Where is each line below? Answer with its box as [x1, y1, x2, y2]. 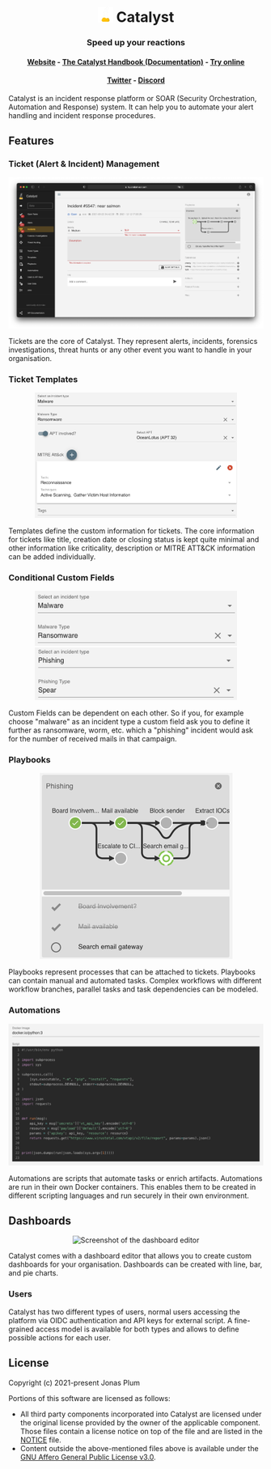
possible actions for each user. [8, 1332, 112, 1342]
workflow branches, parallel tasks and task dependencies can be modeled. [8, 984, 259, 994]
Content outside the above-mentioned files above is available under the [19, 1443, 259, 1453]
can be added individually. [8, 552, 96, 562]
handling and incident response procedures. [8, 110, 156, 120]
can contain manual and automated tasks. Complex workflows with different [8, 976, 262, 986]
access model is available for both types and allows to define [36, 1324, 239, 1334]
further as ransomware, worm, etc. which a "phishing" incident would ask [8, 725, 253, 735]
